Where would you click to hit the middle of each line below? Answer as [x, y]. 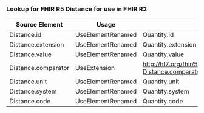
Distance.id [25, 35]
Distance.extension [37, 45]
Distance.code [30, 102]
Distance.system [33, 91]
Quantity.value [163, 54]
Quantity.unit [161, 82]
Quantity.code [163, 102]
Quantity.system [166, 91]
